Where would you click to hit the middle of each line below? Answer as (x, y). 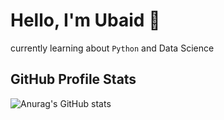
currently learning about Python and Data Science (112, 48)
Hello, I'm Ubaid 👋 (85, 20)
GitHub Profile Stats (73, 79)
